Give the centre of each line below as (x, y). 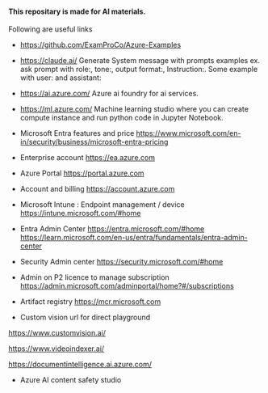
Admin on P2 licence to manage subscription (94, 277)
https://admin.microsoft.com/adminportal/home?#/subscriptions (127, 286)
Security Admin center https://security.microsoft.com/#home (121, 262)
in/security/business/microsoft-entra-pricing (94, 142)
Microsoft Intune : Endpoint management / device (102, 205)
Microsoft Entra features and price (77, 133)
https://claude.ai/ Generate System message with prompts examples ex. (140, 61)
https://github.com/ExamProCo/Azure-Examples (100, 45)
